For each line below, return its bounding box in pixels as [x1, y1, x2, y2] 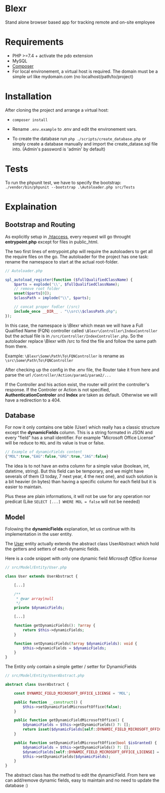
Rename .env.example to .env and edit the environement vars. [12, 126, 137, 132]
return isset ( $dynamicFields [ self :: [23, 727, 98, 732]
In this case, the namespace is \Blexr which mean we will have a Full [5, 323, 143, 328]
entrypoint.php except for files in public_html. [5, 239, 99, 245]
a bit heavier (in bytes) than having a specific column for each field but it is [5, 479, 156, 485]
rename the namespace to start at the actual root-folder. [5, 259, 119, 264]
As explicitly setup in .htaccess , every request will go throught [5, 234, 131, 239]
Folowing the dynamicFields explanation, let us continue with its [5, 526, 136, 531]
